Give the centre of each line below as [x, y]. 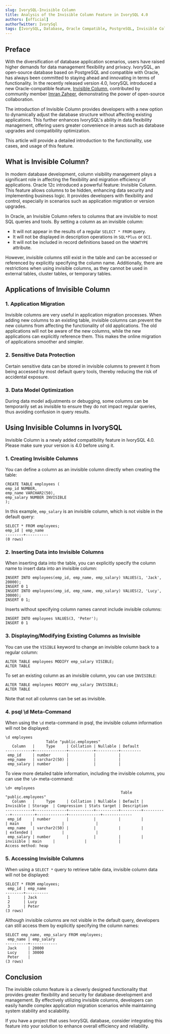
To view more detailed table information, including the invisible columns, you [85, 773]
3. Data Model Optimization [39, 390]
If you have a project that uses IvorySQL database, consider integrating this [84, 1021]
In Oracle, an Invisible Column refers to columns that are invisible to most [81, 216]
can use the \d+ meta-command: [39, 779]
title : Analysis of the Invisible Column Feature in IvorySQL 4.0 [77, 15]
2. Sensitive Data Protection [40, 355]
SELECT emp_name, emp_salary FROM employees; [54, 935]
